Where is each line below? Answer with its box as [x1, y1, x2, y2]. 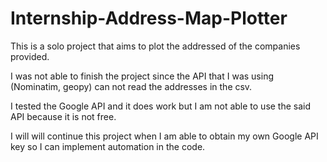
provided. [10, 50, 50, 62]
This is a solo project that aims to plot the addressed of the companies [10, 40, 301, 52]
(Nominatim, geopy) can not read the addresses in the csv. [10, 80, 253, 92]
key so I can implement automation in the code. [10, 140, 206, 152]
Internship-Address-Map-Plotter [10, 7, 288, 30]
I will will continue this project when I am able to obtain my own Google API [10, 130, 319, 142]
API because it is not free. [10, 110, 117, 122]
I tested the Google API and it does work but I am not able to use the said [10, 100, 312, 112]
